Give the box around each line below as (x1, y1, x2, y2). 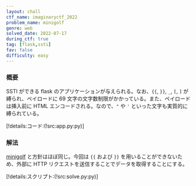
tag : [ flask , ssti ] (6, 42, 51, 48)
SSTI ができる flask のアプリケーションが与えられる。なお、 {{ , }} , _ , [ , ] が (6, 87, 189, 94)
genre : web (6, 25, 33, 31)
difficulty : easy (6, 53, 49, 58)
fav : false (6, 47, 33, 53)
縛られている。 (6, 110, 42, 117)
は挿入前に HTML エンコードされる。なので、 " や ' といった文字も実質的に (6, 102, 188, 109)
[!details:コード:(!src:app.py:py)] (6, 122, 84, 129)
